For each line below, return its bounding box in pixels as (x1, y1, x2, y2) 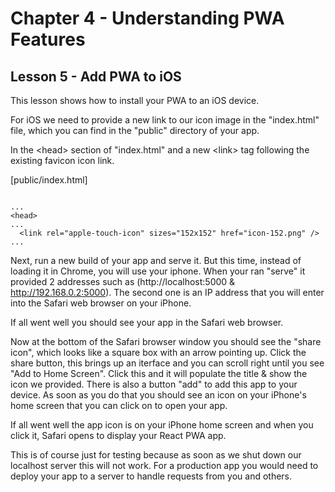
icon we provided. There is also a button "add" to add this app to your (10, 378, 298, 390)
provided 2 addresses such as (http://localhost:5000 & (10, 276, 236, 287)
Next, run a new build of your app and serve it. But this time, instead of (10, 255, 302, 266)
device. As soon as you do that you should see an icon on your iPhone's (10, 389, 307, 401)
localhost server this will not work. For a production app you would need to (10, 460, 319, 471)
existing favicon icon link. (10, 155, 115, 166)
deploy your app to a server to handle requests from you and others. (10, 470, 293, 482)
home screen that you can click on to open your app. (10, 400, 228, 411)
